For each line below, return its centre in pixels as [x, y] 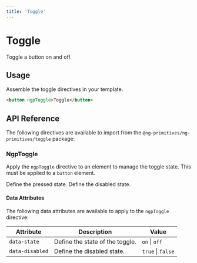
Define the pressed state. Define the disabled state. [69, 184]
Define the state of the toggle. [95, 241]
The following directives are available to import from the [74, 133]
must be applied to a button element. [51, 173]
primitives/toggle [29, 139]
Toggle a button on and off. [39, 57]
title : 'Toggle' [26, 11]
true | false [158, 251]
